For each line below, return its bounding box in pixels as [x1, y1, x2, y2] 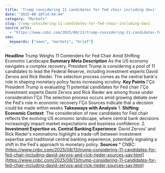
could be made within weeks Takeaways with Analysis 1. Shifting [5, 105, 139, 111]
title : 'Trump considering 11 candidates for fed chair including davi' [5, 7, 157, 12]
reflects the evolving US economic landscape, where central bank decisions [5, 115, 159, 121]
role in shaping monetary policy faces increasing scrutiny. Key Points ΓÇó [5, 79, 155, 85]
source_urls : [5, 26, 32, 30]
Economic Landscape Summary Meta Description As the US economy [5, 58, 149, 64]
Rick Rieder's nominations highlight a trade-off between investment [5, 131, 141, 137]
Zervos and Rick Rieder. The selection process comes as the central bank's [5, 73, 158, 79]
